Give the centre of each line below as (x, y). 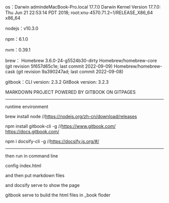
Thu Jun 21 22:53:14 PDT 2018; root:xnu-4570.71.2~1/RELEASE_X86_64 (79, 13)
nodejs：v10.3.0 (22, 28)
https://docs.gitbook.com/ (32, 132)
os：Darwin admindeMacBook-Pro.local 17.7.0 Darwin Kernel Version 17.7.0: (83, 7)
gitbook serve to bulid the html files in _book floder (58, 195)
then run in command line (32, 156)
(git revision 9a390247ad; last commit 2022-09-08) (70, 71)
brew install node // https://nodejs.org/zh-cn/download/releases (71, 116)
